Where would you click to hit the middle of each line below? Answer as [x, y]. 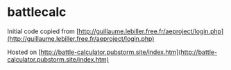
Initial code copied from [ [43, 31]
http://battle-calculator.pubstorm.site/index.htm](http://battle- [129, 52]
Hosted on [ [24, 52]
